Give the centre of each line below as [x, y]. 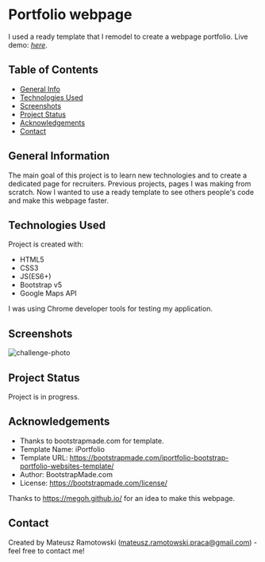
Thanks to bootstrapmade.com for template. [92, 441]
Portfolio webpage [70, 15]
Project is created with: [46, 244]
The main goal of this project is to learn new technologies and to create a [128, 175]
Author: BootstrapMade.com [66, 474]
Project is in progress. [44, 397]
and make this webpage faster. [59, 201]
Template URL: [44, 457]
